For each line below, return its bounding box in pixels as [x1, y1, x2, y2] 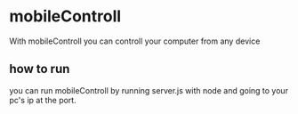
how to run [9, 61, 70, 77]
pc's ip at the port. [9, 94, 77, 105]
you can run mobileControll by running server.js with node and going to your [9, 85, 289, 95]
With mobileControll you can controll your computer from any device [9, 36, 261, 46]
